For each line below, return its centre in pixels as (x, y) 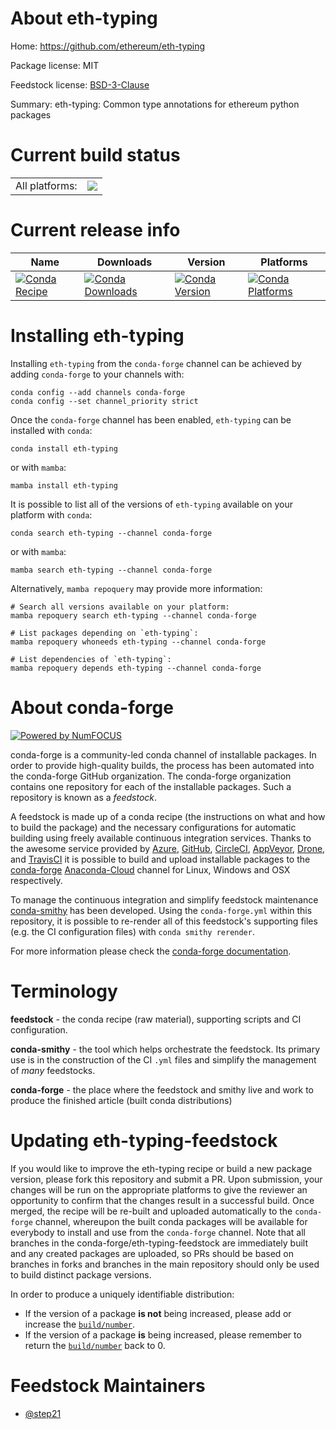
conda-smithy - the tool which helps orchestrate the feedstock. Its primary (165, 1049)
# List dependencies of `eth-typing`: (91, 659)
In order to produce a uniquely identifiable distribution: (122, 1294)
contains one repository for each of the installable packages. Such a (151, 786)
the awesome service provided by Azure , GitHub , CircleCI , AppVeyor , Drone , (168, 848)
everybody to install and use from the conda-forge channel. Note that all (158, 1232)
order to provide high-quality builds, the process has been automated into (162, 765)
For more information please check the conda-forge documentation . (151, 951)
